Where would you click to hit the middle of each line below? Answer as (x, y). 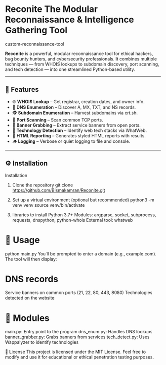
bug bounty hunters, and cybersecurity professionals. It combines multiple (81, 59)
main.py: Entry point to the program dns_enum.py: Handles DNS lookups (79, 332)
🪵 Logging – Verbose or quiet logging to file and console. (71, 141)
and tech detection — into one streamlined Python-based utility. (70, 69)
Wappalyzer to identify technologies (42, 342)
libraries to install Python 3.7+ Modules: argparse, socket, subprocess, (84, 215)
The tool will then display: (31, 259)
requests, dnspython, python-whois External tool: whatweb (73, 220)
